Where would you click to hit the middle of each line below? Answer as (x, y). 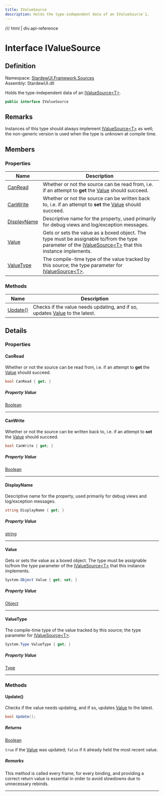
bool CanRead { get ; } (28, 381)
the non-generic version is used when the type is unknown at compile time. (81, 134)
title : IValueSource (26, 10)
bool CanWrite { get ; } (29, 446)
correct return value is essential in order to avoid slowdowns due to (73, 778)
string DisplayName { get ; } (35, 510)
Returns (13, 728)
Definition (20, 66)
